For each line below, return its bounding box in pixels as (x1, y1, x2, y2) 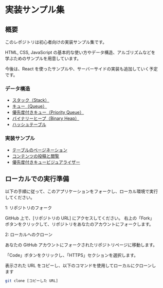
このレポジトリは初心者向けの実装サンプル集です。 (5, 39, 107, 45)
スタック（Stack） (12, 97, 50, 103)
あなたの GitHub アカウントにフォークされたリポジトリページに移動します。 (5, 242, 157, 248)
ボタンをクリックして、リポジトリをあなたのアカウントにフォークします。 (5, 221, 154, 227)
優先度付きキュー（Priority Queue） (12, 109, 84, 115)
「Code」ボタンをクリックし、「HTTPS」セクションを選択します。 (5, 252, 139, 258)
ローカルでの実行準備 (5, 175, 69, 183)
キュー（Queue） (12, 103, 47, 109)
